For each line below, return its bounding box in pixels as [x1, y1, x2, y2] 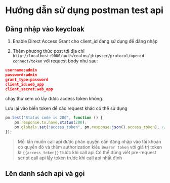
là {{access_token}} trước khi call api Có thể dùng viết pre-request [17, 149, 157, 155]
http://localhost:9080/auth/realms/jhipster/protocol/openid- [12, 53, 147, 58]
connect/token [12, 59, 42, 64]
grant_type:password [5, 77, 49, 82]
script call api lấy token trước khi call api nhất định [17, 155, 122, 161]
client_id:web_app [5, 82, 44, 87]
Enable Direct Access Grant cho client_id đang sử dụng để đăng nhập [12, 38, 158, 44]
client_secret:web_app [5, 86, 53, 92]
